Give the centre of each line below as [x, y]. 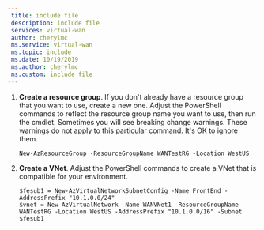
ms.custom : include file [51, 74]
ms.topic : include [41, 52]
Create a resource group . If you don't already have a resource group [131, 96]
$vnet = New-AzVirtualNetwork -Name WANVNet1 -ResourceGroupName [128, 205]
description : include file [55, 23]
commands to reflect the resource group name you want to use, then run [137, 113]
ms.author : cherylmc [45, 67]
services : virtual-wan [48, 30]
